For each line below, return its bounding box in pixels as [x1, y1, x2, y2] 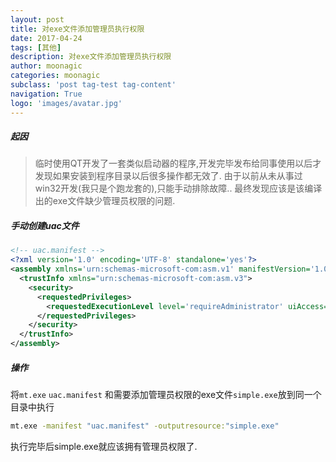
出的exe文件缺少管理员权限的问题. [34, 195, 176, 207]
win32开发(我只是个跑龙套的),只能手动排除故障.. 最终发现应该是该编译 [34, 182, 323, 195]
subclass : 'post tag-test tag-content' [10, 80, 177, 90]
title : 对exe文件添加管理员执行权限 [10, 24, 145, 34]
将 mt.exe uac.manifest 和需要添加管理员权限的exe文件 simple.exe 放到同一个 [10, 389, 322, 401]
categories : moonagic [10, 71, 101, 81]
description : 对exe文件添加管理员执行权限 [10, 52, 172, 62]
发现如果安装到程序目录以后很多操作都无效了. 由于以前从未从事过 [34, 170, 303, 182]
